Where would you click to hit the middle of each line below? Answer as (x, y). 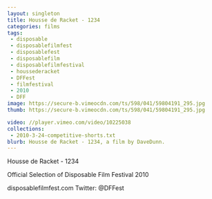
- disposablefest (35, 53)
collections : (26, 129)
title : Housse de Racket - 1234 (54, 20)
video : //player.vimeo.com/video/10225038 (69, 122)
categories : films (33, 26)
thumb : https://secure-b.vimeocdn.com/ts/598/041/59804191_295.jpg (106, 110)
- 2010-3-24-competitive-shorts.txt (63, 135)
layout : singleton (33, 13)
